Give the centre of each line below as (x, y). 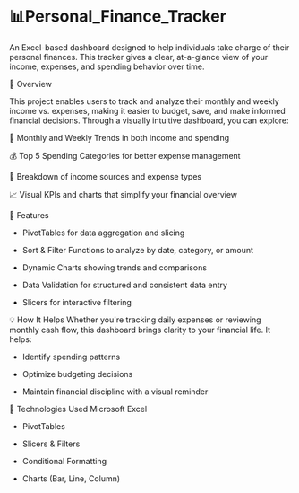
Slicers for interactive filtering (77, 302)
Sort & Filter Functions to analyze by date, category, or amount (137, 250)
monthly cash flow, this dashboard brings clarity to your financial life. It (140, 330)
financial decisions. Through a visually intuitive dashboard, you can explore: (149, 120)
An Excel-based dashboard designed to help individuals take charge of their (149, 47)
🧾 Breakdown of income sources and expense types (106, 176)
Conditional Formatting (64, 461)
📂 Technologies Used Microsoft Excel (78, 409)
